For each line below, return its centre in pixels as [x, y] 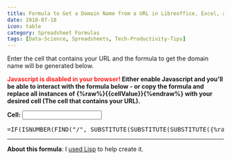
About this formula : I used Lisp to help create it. [76, 149]
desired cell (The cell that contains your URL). [74, 101]
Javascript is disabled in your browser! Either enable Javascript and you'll [115, 79]
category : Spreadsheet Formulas [53, 33]
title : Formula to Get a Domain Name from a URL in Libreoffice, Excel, [113, 13]
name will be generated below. [51, 66]
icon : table [24, 26]
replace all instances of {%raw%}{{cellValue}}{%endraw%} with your [110, 94]
